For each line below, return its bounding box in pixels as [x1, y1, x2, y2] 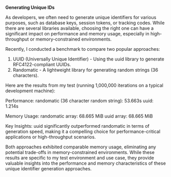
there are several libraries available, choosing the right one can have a [5, 25, 154, 31]
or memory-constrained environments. [30, 36, 112, 42]
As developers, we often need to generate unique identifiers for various [5, 14, 157, 20]
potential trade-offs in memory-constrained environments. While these [5, 149, 155, 155]
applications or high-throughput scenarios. [5, 134, 96, 140]
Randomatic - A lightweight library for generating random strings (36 [12, 67, 158, 73]
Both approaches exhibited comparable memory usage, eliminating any [5, 144, 157, 150]
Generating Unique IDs [5, 5, 55, 10]
